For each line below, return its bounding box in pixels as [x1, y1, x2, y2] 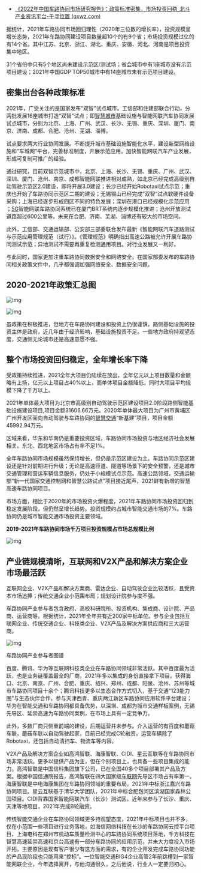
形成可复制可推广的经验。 [6, 155, 69, 162]
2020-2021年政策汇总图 [6, 280, 96, 290]
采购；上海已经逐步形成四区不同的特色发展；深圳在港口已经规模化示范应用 [6, 198, 190, 205]
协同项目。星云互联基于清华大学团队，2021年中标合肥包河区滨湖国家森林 [6, 788, 186, 795]
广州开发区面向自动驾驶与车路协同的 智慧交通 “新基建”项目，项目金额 [6, 414, 173, 421]
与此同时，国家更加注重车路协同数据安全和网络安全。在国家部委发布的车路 [6, 253, 190, 260]
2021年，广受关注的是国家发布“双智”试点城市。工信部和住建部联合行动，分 [6, 104, 190, 112]
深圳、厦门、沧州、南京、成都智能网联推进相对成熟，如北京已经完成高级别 [6, 175, 190, 182]
